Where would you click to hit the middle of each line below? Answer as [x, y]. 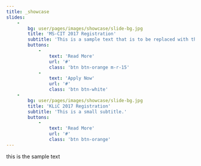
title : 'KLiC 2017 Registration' [69, 106]
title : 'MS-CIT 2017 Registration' [72, 34]
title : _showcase [28, 12]
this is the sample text [33, 156]
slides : [16, 17]
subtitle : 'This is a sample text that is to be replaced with [108, 39]
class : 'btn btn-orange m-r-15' [89, 67]
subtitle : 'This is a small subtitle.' [77, 112]
